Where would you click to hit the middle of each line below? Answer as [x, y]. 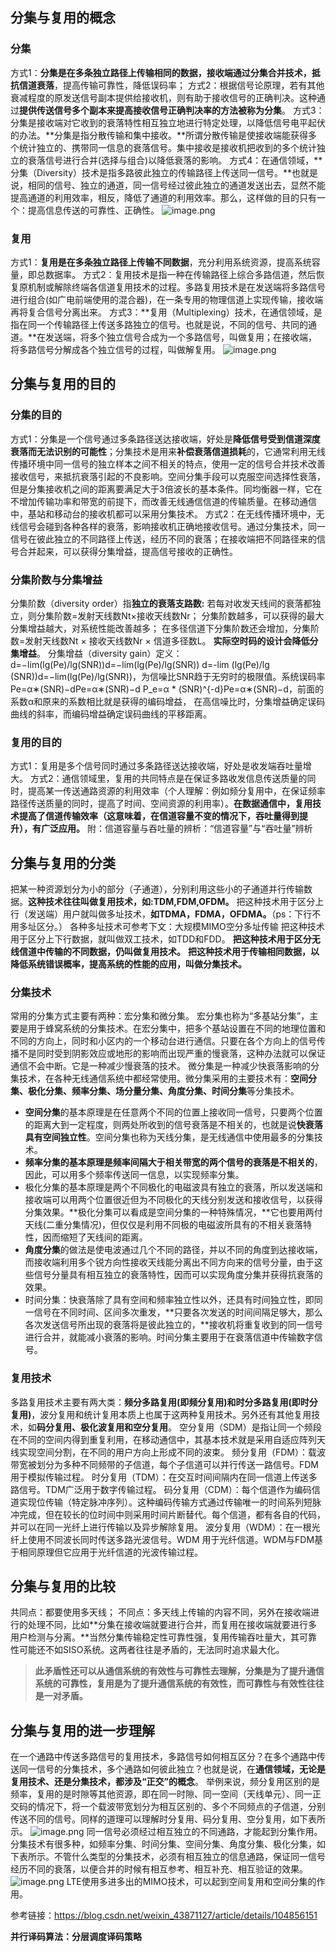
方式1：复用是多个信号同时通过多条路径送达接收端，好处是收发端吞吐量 [156, 766]
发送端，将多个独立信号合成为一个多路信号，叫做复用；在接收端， [181, 337]
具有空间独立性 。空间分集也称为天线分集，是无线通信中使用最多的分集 [169, 1137]
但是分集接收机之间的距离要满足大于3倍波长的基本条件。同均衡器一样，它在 [166, 489]
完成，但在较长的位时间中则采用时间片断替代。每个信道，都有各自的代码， [172, 1514]
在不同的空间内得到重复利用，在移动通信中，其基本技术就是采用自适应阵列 [163, 1439]
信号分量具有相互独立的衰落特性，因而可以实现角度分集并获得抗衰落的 [178, 1275]
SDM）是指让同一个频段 [272, 1427]
